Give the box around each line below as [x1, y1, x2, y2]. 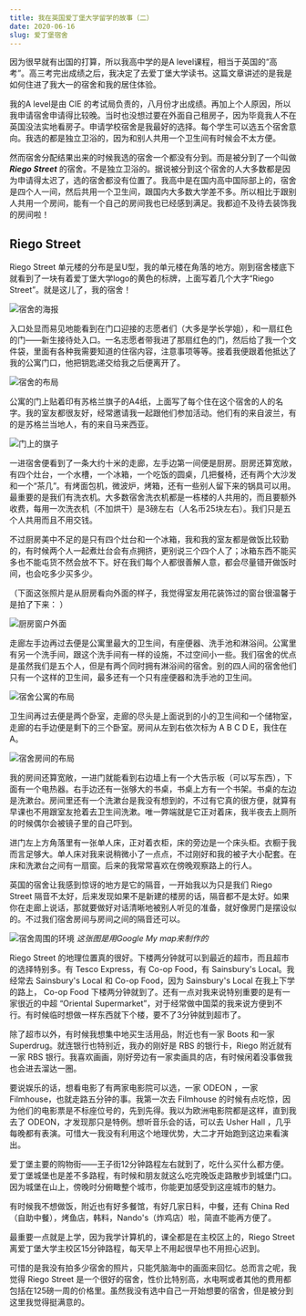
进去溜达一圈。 [25, 1063, 82, 1074]
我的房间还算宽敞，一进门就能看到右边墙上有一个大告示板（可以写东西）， [9, 772, 285, 783]
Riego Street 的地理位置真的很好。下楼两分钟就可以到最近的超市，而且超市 [9, 952, 290, 963]
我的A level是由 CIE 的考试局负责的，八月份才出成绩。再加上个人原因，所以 [9, 98, 291, 109]
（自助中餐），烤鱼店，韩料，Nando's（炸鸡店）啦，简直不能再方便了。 [9, 1212, 277, 1223]
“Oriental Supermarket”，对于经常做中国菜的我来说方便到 [58, 998, 275, 1009]
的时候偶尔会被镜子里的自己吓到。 [9, 818, 138, 829]
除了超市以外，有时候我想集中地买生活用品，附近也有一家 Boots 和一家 [9, 1029, 275, 1040]
